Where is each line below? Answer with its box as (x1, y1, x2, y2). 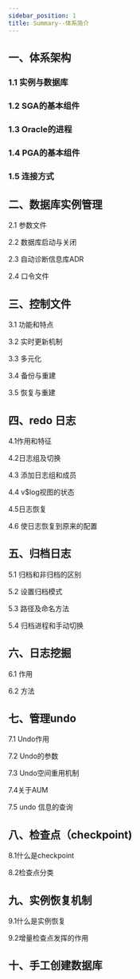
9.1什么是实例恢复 (8, 917, 66, 925)
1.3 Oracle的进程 (8, 123, 72, 134)
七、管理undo (8, 711, 77, 725)
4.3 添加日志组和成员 (8, 470, 77, 480)
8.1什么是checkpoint (8, 851, 75, 861)
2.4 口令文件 (8, 271, 49, 281)
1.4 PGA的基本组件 (8, 147, 80, 158)
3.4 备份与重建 (8, 371, 56, 381)
